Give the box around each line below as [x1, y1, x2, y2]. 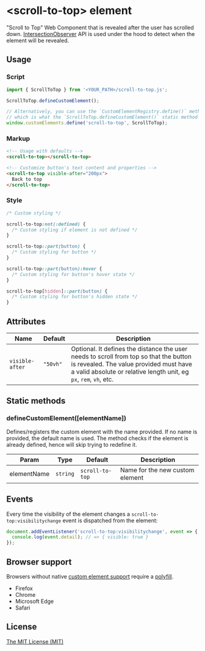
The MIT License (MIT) [6, 638, 64, 645]
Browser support [6, 557, 72, 567]
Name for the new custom [120, 466, 195, 474]
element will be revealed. [6, 37, 70, 44]
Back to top [12, 176, 43, 182]
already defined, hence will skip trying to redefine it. [6, 441, 137, 448]
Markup [6, 134, 31, 143]
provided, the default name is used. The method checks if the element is [6, 434, 189, 442]
